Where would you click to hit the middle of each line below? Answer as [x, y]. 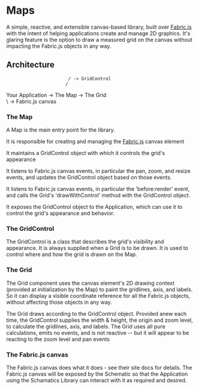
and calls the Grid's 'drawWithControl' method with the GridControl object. [98, 196]
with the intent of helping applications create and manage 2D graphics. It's [98, 33]
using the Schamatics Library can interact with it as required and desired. [97, 380]
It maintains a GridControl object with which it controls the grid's [86, 153]
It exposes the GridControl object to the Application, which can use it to [94, 207]
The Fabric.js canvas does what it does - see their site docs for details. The [99, 367]
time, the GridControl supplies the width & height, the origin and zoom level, [99, 320]
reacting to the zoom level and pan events [58, 339]
